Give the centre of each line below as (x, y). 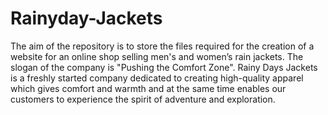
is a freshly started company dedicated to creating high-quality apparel (157, 78)
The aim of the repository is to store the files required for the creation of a (162, 46)
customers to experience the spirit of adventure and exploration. (143, 99)
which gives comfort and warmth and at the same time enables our (148, 88)
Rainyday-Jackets (86, 18)
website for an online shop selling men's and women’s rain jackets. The (157, 56)
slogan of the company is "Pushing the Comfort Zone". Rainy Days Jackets (164, 67)
